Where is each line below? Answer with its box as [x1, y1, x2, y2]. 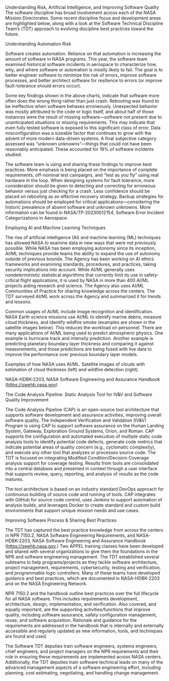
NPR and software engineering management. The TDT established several [5, 554, 160, 559]
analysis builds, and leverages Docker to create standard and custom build [5, 502, 160, 508]
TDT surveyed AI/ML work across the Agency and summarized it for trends [5, 294, 161, 299]
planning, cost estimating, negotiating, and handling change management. [5, 670, 159, 675]
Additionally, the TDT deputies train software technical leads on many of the [5, 659, 163, 665]
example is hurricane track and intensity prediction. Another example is [5, 335, 153, 341]
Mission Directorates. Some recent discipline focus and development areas [5, 15, 161, 21]
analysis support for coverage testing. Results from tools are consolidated [5, 460, 159, 466]
